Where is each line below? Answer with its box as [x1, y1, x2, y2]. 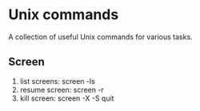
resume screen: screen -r [19, 85, 104, 94]
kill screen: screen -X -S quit [19, 93, 114, 103]
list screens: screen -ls [19, 76, 96, 85]
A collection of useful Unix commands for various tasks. [8, 32, 194, 42]
